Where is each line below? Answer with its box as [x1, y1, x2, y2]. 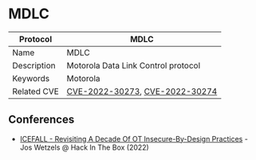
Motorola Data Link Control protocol [66, 60, 201, 71]
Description [12, 60, 56, 71]
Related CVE [12, 85, 60, 96]
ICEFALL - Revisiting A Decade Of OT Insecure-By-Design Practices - [19, 134, 249, 143]
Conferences [8, 113, 75, 127]
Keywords [12, 72, 50, 84]
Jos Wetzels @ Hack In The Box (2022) [19, 142, 149, 152]
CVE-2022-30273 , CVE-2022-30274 [66, 85, 218, 96]
